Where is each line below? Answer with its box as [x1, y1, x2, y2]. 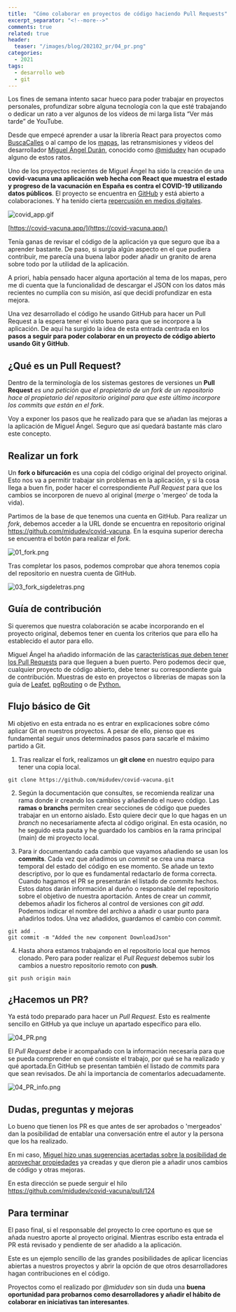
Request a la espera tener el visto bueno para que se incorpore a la [8, 317, 202, 325]
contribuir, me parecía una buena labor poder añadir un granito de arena [8, 252, 216, 261]
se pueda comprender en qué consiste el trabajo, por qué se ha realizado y [8, 1055, 225, 1063]
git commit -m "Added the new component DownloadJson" [8, 934, 172, 941]
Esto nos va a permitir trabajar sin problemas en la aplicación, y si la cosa [8, 476, 220, 484]
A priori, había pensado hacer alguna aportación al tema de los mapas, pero [8, 273, 227, 282]
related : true [8, 30, 50, 37]
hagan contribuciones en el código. [8, 1269, 111, 1278]
